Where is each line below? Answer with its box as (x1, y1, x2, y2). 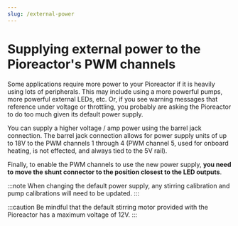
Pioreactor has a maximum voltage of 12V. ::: (7, 210, 138, 219)
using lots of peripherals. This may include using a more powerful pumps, (7, 87, 223, 96)
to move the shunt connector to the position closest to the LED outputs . (7, 168, 222, 176)
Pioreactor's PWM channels (7, 56, 176, 72)
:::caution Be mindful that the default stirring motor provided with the (7, 203, 208, 211)
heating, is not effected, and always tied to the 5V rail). (7, 146, 168, 155)
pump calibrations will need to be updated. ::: (7, 189, 140, 198)
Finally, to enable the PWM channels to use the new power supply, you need (7, 160, 232, 168)
